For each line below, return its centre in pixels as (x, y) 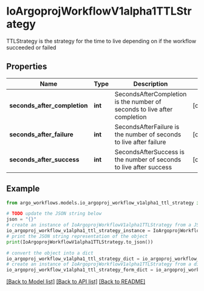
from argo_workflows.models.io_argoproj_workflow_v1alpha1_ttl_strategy (100, 203)
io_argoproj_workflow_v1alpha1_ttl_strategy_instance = (78, 231)
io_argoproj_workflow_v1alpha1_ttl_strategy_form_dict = (80, 270)
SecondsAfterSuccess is (150, 152)
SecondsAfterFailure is (147, 127)
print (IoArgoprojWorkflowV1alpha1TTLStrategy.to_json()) (80, 242)
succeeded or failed (31, 47)
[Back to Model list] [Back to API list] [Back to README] (76, 282)
